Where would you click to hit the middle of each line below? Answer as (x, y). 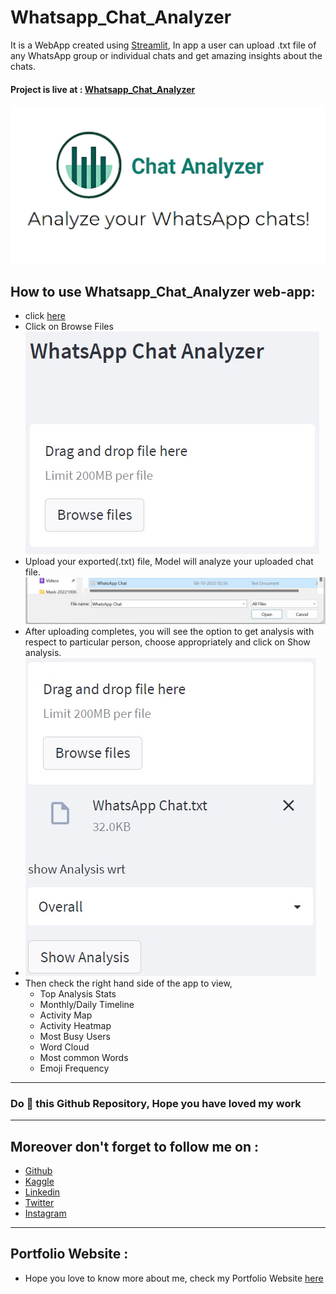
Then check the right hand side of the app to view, (128, 983)
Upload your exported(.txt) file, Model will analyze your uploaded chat (169, 561)
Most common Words (84, 1057)
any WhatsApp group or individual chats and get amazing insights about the (166, 55)
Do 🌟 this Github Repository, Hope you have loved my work (156, 1103)
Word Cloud (64, 1047)
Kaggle (39, 1182)
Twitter (39, 1203)
